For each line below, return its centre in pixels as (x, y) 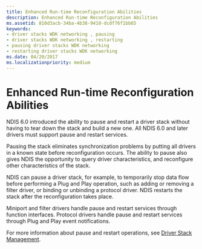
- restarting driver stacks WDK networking (62, 51)
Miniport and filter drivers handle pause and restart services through (92, 209)
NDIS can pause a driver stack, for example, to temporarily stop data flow (98, 177)
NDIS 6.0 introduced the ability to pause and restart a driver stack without (98, 122)
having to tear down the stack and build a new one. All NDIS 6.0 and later (97, 128)
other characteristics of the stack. (48, 166)
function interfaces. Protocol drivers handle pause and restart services (94, 215)
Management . (24, 239)
